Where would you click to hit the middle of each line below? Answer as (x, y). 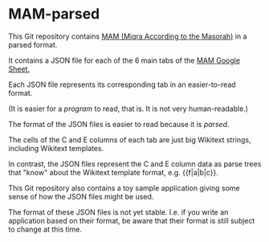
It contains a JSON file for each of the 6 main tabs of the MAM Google (124, 60)
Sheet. (19, 68)
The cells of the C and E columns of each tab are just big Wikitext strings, (130, 139)
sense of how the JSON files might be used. (81, 196)
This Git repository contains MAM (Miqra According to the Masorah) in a (128, 36)
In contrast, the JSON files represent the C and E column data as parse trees (135, 164)
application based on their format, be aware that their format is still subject (132, 220)
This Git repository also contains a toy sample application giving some (124, 188)
